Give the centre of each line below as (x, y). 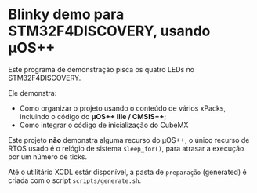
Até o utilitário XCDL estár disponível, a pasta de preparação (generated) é (127, 172)
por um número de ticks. (48, 157)
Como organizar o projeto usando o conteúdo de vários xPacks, (122, 108)
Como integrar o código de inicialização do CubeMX (104, 125)
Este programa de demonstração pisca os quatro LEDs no (101, 69)
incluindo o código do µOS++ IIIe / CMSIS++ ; (93, 116)
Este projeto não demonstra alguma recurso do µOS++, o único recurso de (129, 140)
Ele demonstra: (33, 93)
